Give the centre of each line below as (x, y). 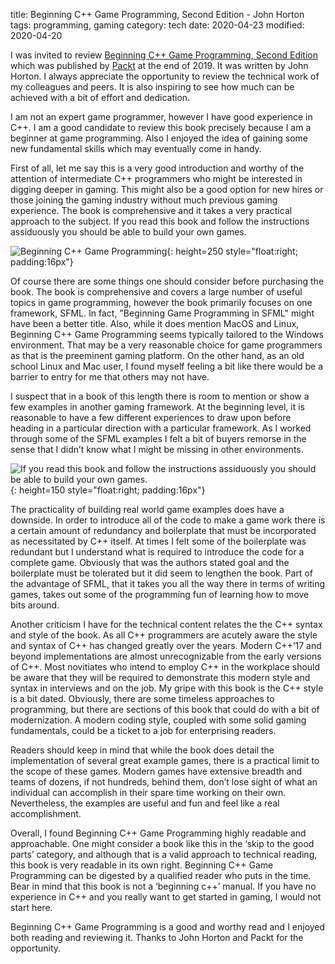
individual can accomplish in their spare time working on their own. (148, 792)
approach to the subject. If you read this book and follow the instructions (160, 221)
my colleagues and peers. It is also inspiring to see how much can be (152, 87)
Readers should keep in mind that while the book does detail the (142, 750)
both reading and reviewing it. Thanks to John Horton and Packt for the (157, 937)
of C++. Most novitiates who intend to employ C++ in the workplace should (165, 667)
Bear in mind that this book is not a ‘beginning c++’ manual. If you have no (163, 886)
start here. (31, 907)
